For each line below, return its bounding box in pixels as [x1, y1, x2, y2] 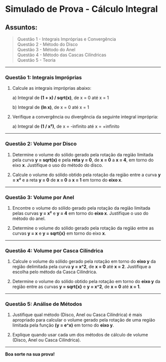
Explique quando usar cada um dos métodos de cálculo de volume [12, 332, 148, 338]
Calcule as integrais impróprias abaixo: [12, 85, 91, 91]
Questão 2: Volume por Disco [5, 141, 77, 147]
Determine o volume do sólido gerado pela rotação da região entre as [12, 225, 154, 231]
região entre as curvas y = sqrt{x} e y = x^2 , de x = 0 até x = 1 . [12, 284, 141, 290]
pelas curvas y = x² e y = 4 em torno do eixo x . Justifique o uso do [12, 210, 149, 216]
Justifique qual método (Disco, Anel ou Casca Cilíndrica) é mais [12, 312, 142, 318]
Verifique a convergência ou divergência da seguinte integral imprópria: [12, 114, 159, 120]
